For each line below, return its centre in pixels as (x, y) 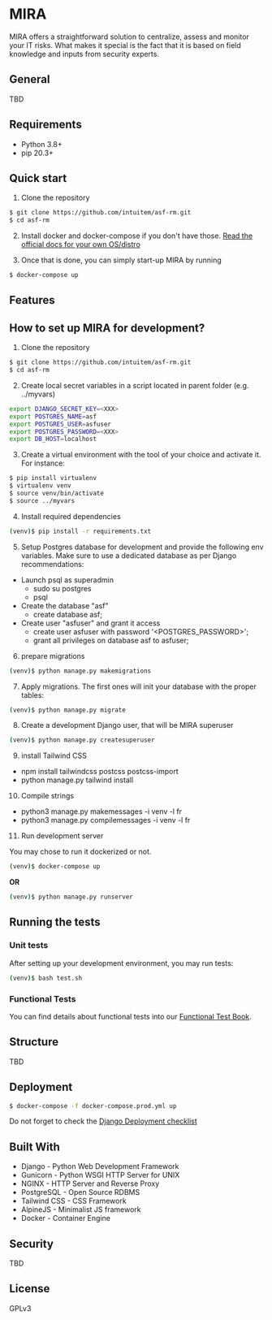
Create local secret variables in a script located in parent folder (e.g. (135, 385)
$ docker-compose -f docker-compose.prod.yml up (93, 1106)
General (30, 79)
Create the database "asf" (65, 605)
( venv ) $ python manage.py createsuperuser (82, 740)
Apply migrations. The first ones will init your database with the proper (138, 686)
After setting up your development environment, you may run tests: (121, 963)
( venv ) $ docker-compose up (55, 867)
